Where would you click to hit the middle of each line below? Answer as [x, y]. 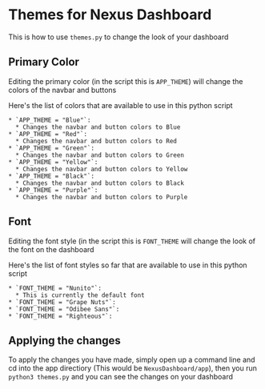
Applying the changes [65, 341]
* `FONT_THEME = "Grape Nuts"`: [62, 302]
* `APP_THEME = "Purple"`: [53, 190]
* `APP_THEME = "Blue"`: [50, 120]
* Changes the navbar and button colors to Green [100, 155]
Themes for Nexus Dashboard [110, 15]
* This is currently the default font [80, 295]
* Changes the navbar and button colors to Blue [98, 127]
